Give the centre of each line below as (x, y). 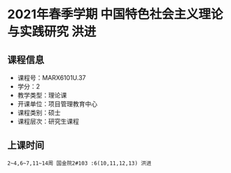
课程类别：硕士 (39, 113)
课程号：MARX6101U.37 (51, 78)
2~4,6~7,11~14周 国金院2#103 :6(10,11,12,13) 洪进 (79, 163)
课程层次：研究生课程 (48, 121)
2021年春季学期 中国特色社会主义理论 (115, 14)
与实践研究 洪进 (52, 32)
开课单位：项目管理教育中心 (57, 104)
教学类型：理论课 (42, 95)
